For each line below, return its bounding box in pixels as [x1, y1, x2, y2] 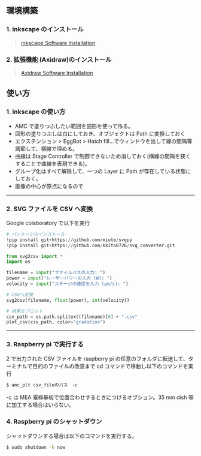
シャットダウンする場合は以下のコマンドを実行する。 [6, 432, 138, 439]
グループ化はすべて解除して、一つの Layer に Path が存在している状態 [14, 167, 186, 175]
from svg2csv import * [6, 253, 63, 259]
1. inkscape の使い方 [6, 107, 66, 116]
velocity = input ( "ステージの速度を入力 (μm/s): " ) [6, 281, 129, 287]
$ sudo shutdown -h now [6, 444, 66, 450]
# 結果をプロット [6, 308, 43, 314]
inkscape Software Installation [20, 39, 96, 46]
